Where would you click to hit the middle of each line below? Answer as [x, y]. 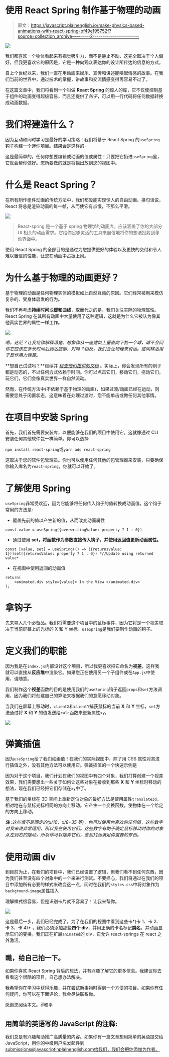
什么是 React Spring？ [51, 185]
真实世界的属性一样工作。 [36, 322]
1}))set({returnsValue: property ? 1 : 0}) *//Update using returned [79, 553]
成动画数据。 [18, 102]
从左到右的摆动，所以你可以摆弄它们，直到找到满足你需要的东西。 [73, 835]
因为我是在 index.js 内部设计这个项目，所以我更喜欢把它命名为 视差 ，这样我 [82, 666]
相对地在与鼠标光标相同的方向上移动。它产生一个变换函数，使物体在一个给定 [84, 805]
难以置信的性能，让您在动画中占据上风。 [47, 256]
